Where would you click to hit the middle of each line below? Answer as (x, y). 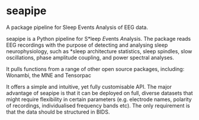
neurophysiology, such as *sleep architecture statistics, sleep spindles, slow (99, 51)
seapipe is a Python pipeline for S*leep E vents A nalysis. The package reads (99, 38)
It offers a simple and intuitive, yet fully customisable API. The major (89, 86)
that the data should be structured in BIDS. (58, 112)
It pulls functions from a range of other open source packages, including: (95, 69)
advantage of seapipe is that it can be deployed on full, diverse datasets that (100, 93)
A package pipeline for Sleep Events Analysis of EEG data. (77, 27)
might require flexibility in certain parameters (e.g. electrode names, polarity (99, 99)
